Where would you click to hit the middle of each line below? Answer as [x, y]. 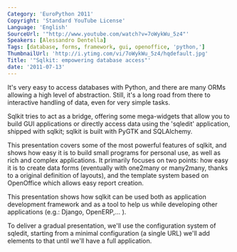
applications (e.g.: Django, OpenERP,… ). [67, 211]
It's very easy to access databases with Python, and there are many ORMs [117, 87]
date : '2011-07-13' [36, 67]
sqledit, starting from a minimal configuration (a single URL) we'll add [109, 233]
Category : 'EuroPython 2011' [51, 14]
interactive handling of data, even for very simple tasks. [89, 102]
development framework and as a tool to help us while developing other [112, 204]
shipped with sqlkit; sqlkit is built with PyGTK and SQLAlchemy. [100, 131]
